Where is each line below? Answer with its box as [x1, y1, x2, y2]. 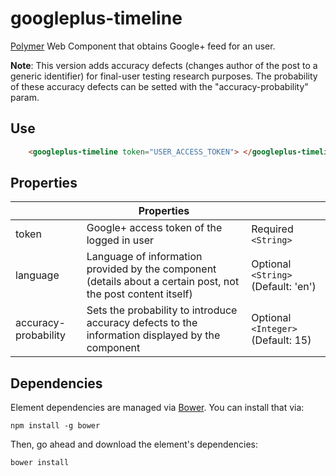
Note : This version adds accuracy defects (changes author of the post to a [10, 59, 318, 71]
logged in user [86, 233, 155, 247]
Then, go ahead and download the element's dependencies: [10, 438, 259, 451]
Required [251, 222, 294, 236]
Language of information [86, 250, 203, 264]
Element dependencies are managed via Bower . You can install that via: [10, 402, 305, 414]
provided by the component [86, 262, 217, 276]
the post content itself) [86, 287, 193, 301]
